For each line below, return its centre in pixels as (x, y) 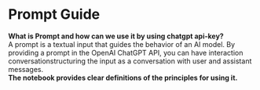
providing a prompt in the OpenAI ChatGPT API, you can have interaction (126, 52)
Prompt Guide (54, 14)
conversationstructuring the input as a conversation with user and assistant (130, 61)
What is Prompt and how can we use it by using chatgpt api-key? (116, 36)
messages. (26, 69)
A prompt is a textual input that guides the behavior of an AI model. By (122, 44)
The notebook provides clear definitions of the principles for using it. (123, 77)
